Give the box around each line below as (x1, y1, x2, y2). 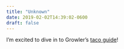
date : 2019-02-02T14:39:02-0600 (6, 14, 88, 20)
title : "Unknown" (6, 8, 50, 15)
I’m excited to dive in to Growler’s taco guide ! (6, 36, 119, 44)
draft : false (6, 20, 39, 26)
